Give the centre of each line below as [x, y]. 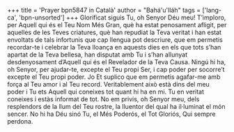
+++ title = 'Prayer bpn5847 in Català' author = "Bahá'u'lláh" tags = [104, 10]
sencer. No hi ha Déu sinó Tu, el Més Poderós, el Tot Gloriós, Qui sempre [111, 114]
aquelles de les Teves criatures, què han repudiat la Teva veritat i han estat [114, 32]
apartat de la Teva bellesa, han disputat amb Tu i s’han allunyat [97, 54]
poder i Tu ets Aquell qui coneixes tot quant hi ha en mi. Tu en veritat [106, 91]
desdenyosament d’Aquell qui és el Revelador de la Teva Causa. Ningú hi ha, [117, 62]
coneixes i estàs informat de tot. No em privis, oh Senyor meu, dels [103, 99]
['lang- [212, 10]
